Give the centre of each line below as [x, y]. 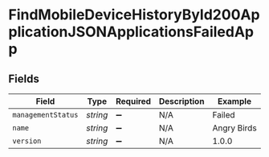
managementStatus [45, 115]
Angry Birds [234, 128]
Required [133, 101]
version [27, 141]
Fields [24, 78]
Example [234, 101]
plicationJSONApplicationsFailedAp [131, 32]
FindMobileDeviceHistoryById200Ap [134, 15]
